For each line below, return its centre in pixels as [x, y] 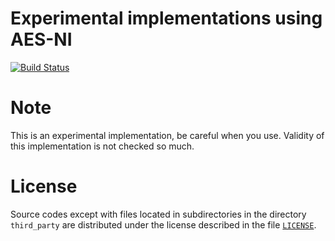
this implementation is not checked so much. [102, 146]
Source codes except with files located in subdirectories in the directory [158, 214]
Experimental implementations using [166, 18]
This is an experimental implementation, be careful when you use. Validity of [167, 135]
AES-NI [41, 39]
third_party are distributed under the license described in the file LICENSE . [163, 224]
